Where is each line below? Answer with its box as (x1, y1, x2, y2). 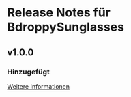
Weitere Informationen (7, 82, 70, 90)
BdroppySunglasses (7, 19, 125, 35)
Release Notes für (7, 5, 111, 20)
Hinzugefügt (7, 67, 50, 77)
